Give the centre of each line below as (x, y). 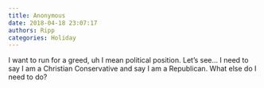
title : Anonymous (37, 15)
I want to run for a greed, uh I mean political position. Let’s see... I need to (128, 60)
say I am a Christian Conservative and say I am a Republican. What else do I (132, 69)
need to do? (28, 77)
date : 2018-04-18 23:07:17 (53, 23)
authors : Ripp (32, 30)
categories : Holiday (43, 38)
